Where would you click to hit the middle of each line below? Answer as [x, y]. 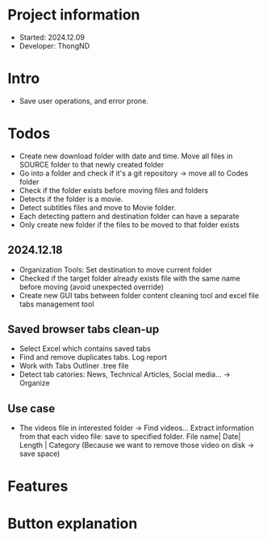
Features [38, 486]
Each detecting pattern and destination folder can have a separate [129, 216]
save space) [40, 454]
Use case [31, 409]
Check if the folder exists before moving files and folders [114, 190]
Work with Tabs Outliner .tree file [74, 366]
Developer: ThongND [54, 45]
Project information [74, 15]
